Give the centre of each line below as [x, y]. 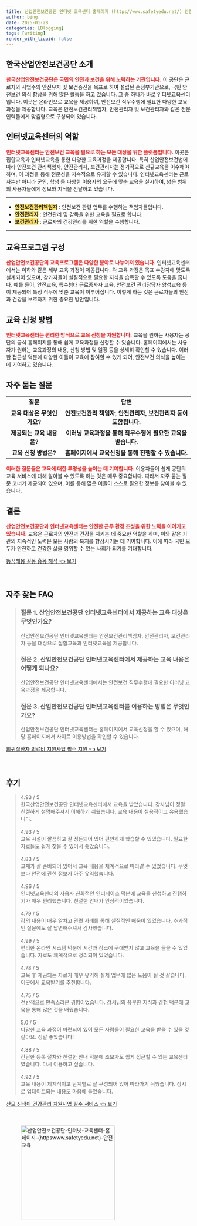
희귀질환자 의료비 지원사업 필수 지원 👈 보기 [56, 749]
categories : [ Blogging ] [35, 28]
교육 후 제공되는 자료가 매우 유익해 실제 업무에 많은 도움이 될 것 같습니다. [103, 975]
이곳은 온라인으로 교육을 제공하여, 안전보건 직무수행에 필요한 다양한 [100, 101]
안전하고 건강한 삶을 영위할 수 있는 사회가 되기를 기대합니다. [85, 548]
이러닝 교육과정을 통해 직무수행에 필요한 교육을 [126, 433]
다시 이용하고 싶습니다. [68, 1064]
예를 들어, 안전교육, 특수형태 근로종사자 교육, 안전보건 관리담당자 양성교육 [97, 285]
